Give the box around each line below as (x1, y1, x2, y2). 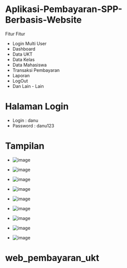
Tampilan (5, 141, 44, 152)
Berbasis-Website (5, 14, 82, 26)
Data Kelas (12, 56, 35, 62)
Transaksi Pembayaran (12, 67, 60, 73)
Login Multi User (12, 40, 46, 46)
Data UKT (12, 51, 33, 57)
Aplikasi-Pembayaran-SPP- (5, 4, 122, 15)
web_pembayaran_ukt (5, 252, 99, 263)
